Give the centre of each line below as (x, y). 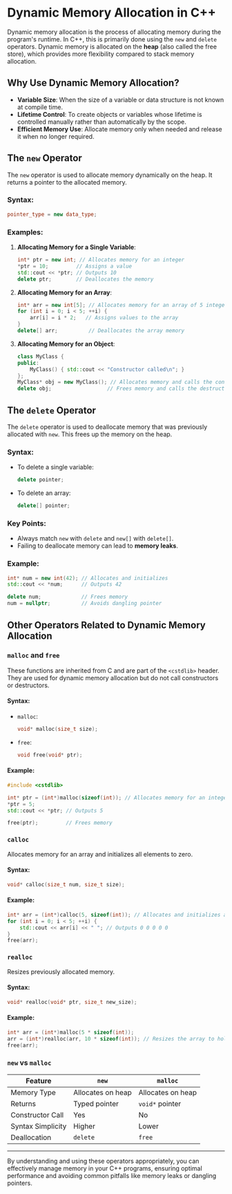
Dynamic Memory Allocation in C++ (112, 13)
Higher (84, 1126)
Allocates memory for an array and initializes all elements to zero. (100, 854)
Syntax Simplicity (39, 1126)
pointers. (20, 1183)
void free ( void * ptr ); (50, 755)
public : (28, 363)
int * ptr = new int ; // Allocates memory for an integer (101, 260)
